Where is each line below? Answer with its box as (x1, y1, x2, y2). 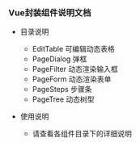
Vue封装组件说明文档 (8, 6, 91, 18)
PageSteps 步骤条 (32, 85, 92, 94)
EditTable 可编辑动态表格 (32, 44, 116, 54)
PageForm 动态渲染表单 (32, 74, 112, 84)
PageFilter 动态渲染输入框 (32, 65, 119, 74)
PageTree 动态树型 (32, 94, 95, 104)
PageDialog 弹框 (32, 54, 87, 64)
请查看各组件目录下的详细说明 (32, 129, 132, 139)
